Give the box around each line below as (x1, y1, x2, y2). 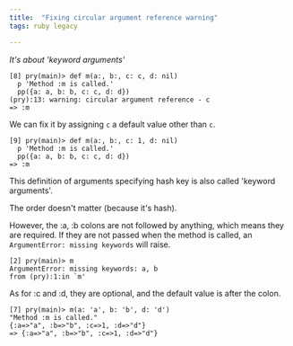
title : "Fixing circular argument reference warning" (9, 13, 219, 22)
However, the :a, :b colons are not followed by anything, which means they (9, 219, 285, 230)
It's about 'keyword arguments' (9, 54, 125, 65)
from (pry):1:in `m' (9, 271, 87, 281)
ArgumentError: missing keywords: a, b (9, 264, 159, 273)
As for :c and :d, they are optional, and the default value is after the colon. (9, 288, 281, 298)
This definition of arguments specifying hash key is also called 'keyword (9, 175, 276, 186)
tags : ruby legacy (9, 22, 78, 31)
